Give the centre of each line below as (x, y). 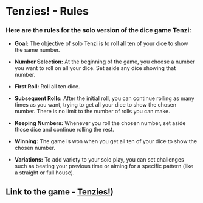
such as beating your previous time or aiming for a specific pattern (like (104, 166)
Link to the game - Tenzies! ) (60, 192)
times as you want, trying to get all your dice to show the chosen (95, 105)
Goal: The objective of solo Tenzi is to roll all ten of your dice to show (101, 43)
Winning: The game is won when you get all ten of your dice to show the (106, 141)
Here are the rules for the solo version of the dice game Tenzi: (99, 30)
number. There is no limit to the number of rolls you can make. (92, 112)
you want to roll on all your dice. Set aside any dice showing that (95, 68)
